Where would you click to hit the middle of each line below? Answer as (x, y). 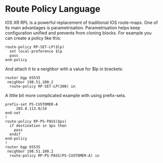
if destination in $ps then (38, 125)
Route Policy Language (53, 9)
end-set (13, 113)
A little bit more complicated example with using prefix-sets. (66, 95)
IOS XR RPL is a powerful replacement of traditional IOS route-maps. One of (81, 22)
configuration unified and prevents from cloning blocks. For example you (78, 33)
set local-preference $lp (36, 51)
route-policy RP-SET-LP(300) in (43, 86)
